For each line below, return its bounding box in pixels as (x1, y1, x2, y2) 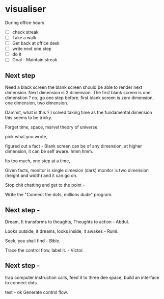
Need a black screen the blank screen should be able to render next (5, 84, 142, 90)
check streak (12, 29, 39, 35)
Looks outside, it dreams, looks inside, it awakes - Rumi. (5, 228, 119, 234)
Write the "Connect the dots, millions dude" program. (5, 192, 113, 198)
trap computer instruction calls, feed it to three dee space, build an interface (5, 274, 160, 280)
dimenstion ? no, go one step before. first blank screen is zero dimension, (5, 95, 154, 101)
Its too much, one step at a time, (5, 158, 70, 164)
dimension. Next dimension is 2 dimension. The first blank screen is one (5, 90, 151, 96)
